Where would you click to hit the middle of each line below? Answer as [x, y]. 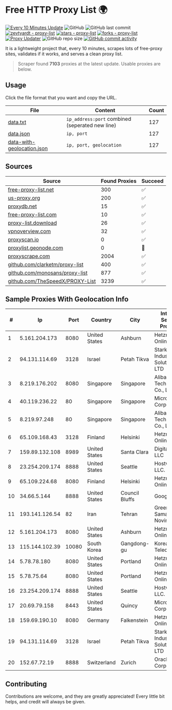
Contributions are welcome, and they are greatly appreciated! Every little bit [85, 696]
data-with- [22, 142]
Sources [19, 167]
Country [101, 320]
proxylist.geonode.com [36, 248]
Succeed [153, 181]
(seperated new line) [91, 125]
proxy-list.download [33, 223]
